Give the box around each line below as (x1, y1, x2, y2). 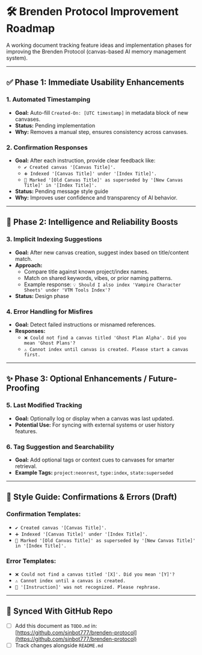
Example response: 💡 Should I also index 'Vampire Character (23, 281, 182, 288)
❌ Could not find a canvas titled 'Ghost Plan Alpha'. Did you (23, 335, 187, 341)
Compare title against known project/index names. (23, 268, 149, 275)
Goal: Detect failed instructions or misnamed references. (14, 321, 156, 328)
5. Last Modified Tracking (6, 401, 82, 409)
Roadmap (6, 22, 55, 35)
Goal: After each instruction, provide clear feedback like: (14, 157, 156, 164)
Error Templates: (6, 556, 57, 565)
